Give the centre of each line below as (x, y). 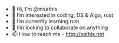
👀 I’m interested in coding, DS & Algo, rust (62, 15)
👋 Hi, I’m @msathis (34, 9)
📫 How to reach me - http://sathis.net (58, 34)
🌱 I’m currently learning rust (45, 21)
